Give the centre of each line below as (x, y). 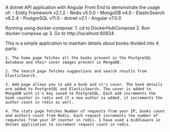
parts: (11, 48)
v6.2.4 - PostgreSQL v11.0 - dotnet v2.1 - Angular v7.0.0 (63, 18)
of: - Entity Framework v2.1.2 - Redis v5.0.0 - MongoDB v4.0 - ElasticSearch (85, 13)
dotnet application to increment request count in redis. (68, 124)
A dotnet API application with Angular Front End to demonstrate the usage (83, 7)
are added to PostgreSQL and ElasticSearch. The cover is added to (78, 89)
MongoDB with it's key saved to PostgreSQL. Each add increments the (81, 93)
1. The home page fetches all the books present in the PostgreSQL (78, 58)
